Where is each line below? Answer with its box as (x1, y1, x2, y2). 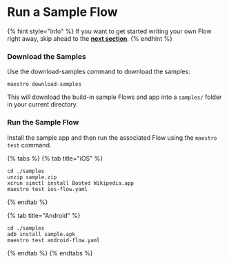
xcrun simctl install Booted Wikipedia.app (7, 179, 135, 187)
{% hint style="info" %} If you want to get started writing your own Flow (7, 27, 212, 35)
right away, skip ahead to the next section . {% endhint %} (7, 34, 172, 42)
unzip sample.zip (7, 174, 57, 181)
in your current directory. (7, 100, 78, 109)
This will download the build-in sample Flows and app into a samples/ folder (7, 93, 222, 101)
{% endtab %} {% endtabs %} (7, 248, 93, 257)
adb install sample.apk (7, 230, 76, 237)
